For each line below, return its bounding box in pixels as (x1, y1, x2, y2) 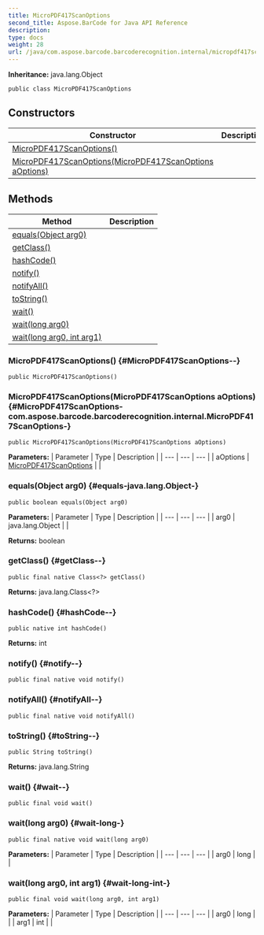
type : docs (8, 33, 44, 42)
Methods (8, 192, 53, 206)
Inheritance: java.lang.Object (8, 70, 104, 79)
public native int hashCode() (8, 625, 108, 633)
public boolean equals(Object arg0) (8, 498, 128, 506)
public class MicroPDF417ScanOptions (8, 85, 132, 93)
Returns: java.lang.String (8, 762, 90, 771)
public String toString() (8, 748, 93, 756)
